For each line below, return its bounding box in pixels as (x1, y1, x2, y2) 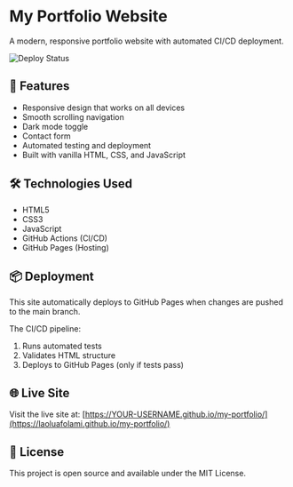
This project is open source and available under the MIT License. (9, 468, 247, 478)
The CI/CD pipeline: (9, 323, 82, 334)
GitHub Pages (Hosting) (21, 242, 109, 252)
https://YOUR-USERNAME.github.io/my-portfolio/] (84, 409, 268, 419)
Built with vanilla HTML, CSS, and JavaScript (21, 149, 186, 160)
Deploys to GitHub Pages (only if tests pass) (21, 360, 185, 371)
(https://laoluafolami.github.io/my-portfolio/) (9, 419, 170, 429)
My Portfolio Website (9, 6, 168, 27)
